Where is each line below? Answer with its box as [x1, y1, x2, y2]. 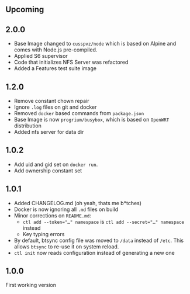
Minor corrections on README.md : [13, 212, 91, 219]
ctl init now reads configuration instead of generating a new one [13, 249, 175, 256]
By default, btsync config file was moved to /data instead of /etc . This [13, 237, 184, 244]
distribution [13, 122, 42, 129]
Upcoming [5, 5, 44, 15]
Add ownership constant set [13, 167, 82, 174]
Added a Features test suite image [13, 65, 97, 72]
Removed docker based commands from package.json [13, 110, 144, 117]
